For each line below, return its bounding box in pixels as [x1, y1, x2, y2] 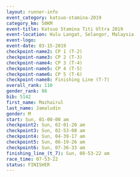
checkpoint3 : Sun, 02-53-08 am [6, 128, 85, 134]
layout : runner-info [6, 9, 59, 15]
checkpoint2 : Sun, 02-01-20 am [6, 122, 85, 128]
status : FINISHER [6, 162, 50, 168]
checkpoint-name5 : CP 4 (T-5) [6, 65, 83, 72]
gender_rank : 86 [6, 88, 47, 94]
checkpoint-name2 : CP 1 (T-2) [6, 49, 83, 55]
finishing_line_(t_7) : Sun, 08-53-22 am [6, 150, 110, 156]
